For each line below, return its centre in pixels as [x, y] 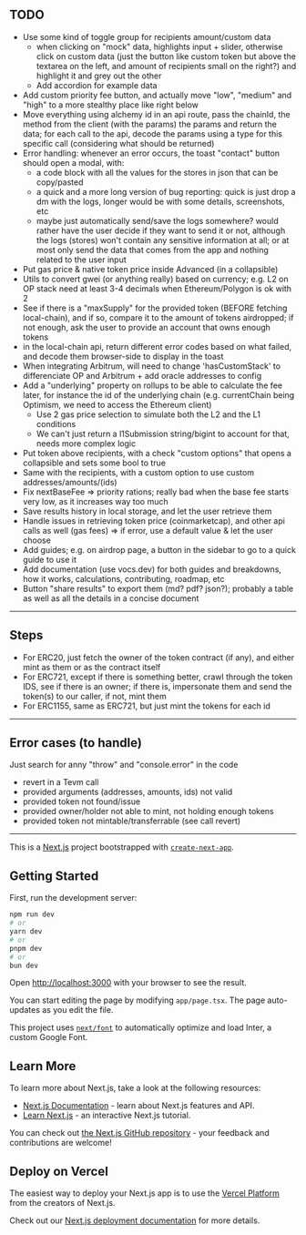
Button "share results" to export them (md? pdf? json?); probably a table [158, 588]
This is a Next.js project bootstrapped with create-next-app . [122, 847]
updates [25, 1010]
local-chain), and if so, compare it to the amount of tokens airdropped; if [158, 317]
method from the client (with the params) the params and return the [150, 124]
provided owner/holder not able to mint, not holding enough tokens [148, 811]
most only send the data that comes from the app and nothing [152, 250]
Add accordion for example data [97, 85]
